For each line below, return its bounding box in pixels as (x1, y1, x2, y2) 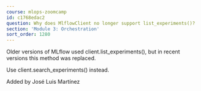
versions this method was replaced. (6, 55, 97, 62)
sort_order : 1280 (6, 32, 51, 38)
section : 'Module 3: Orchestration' (6, 25, 100, 32)
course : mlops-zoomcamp (6, 8, 67, 15)
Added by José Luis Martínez (6, 78, 81, 86)
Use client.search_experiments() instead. (6, 66, 109, 73)
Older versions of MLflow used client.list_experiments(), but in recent (6, 48, 180, 55)
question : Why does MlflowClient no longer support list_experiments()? (6, 20, 196, 26)
